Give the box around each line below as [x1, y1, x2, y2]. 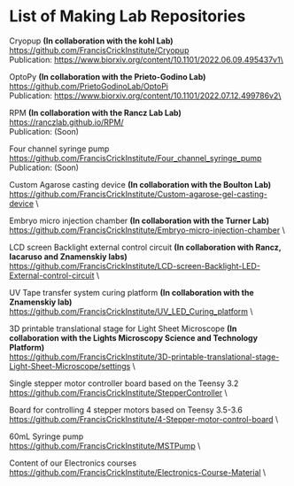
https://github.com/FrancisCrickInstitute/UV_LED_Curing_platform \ [9, 305, 254, 316]
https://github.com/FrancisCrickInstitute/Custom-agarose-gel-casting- [9, 189, 267, 199]
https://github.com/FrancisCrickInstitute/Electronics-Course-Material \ [9, 467, 267, 477]
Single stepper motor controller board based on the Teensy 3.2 [9, 378, 239, 389]
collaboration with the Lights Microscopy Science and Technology [9, 332, 259, 343]
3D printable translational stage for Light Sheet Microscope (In [9, 323, 237, 334]
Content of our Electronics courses [9, 458, 137, 468]
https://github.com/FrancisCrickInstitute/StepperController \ [9, 387, 228, 397]
